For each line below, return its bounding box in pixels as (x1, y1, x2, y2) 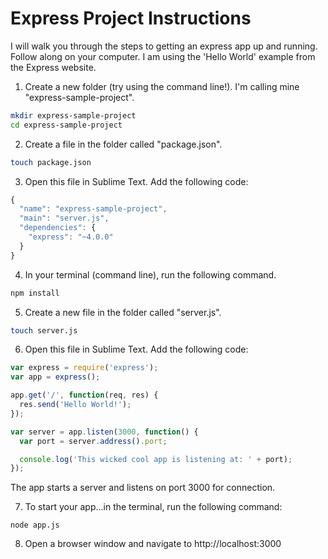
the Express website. (10, 61, 97, 73)
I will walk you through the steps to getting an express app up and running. (10, 40, 318, 52)
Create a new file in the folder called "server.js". (24, 306, 222, 318)
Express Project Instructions (10, 7, 252, 30)
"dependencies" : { (19, 223, 97, 233)
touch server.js (10, 325, 78, 336)
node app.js (10, 520, 60, 531)
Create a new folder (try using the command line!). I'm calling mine (24, 80, 300, 92)
